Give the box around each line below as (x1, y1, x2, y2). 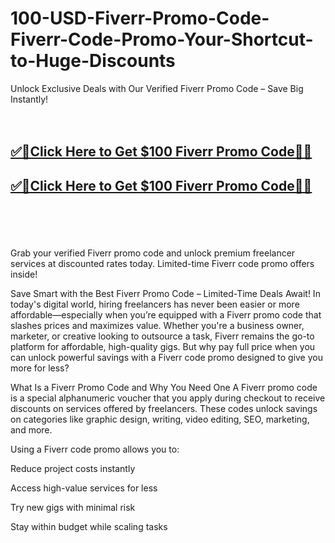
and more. (10, 423, 53, 436)
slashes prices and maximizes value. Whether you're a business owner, (10, 319, 305, 331)
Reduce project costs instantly (10, 462, 136, 474)
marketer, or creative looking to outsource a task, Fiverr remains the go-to (10, 330, 315, 342)
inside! (10, 268, 38, 280)
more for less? (10, 362, 70, 374)
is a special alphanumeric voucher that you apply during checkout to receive (10, 392, 326, 404)
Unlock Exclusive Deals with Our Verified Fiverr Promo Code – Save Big (10, 82, 304, 94)
